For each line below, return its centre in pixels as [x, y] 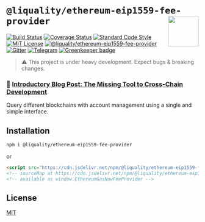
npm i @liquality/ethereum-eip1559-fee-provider [69, 145]
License [22, 198]
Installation [28, 131]
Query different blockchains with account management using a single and [99, 105]
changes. [33, 68]
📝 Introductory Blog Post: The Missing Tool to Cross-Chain [95, 84]
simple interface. [27, 112]
